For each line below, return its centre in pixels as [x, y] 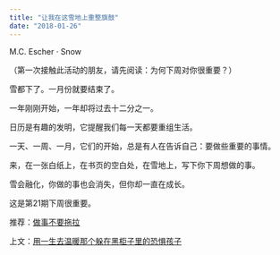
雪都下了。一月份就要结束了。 [64, 89]
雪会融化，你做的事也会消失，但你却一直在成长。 [99, 183]
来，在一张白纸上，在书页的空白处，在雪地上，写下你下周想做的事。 [135, 165]
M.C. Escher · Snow [46, 51]
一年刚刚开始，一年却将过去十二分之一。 [84, 107]
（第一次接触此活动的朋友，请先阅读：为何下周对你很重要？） [123, 70]
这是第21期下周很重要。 [53, 203]
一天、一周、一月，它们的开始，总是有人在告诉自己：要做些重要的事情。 [142, 146]
